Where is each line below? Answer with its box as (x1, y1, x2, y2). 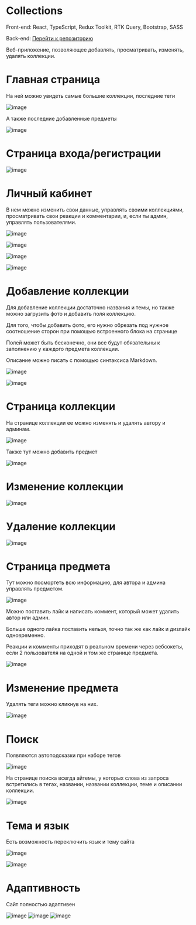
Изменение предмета (6, 681, 119, 695)
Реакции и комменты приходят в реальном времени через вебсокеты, (6, 643, 184, 650)
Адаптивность (6, 882, 81, 895)
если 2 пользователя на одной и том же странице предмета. (6, 649, 159, 657)
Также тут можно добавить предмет (6, 448, 98, 455)
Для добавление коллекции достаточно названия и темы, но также (6, 303, 175, 311)
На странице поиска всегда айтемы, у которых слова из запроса (6, 774, 169, 781)
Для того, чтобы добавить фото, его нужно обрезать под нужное (6, 321, 169, 329)
